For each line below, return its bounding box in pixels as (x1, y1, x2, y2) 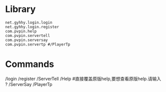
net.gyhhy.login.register (5, 24, 59, 29)
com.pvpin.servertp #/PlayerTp (5, 41, 70, 47)
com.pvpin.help (5, 28, 37, 33)
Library (5, 3, 36, 15)
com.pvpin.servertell (5, 33, 50, 38)
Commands (5, 58, 54, 70)
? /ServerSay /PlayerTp (5, 81, 52, 87)
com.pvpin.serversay (5, 37, 48, 42)
